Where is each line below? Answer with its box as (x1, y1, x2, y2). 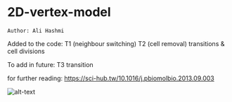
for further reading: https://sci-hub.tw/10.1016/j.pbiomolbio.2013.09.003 (7, 74, 214, 82)
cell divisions (7, 47, 45, 55)
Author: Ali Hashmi (7, 27, 65, 34)
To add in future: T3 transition (7, 60, 94, 68)
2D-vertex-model (7, 4, 111, 20)
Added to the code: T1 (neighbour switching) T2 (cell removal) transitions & (7, 39, 225, 48)
